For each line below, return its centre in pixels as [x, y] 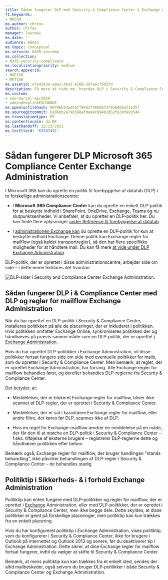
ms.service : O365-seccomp [32, 52]
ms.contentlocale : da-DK [31, 121]
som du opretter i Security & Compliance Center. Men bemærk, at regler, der [84, 362]
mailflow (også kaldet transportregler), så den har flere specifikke [80, 242]
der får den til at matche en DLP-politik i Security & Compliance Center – [87, 433]
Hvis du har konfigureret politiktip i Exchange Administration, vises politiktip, [84, 530]
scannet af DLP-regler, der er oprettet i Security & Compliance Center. [84, 403]
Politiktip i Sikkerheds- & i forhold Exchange [75, 480]
